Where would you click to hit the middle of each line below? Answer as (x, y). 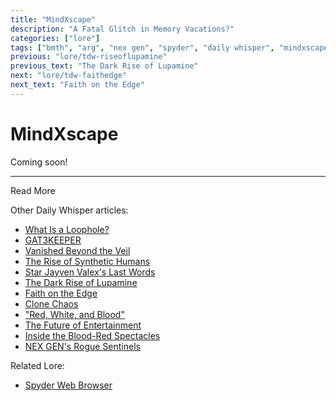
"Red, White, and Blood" (74, 314)
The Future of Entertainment (83, 325)
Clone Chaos (51, 303)
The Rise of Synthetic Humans (87, 261)
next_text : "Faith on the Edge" (77, 85)
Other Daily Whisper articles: (69, 210)
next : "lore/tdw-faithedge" (69, 76)
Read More (33, 190)
